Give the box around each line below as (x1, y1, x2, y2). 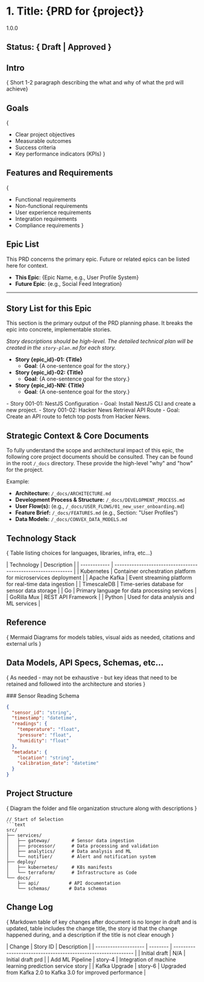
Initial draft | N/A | (141, 949, 186, 956)
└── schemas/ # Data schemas (17, 885, 107, 891)
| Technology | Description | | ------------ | (6, 561, 114, 569)
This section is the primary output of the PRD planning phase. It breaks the (6, 319, 193, 327)
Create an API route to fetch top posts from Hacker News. (6, 413, 151, 420)
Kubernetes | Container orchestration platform (80, 567, 196, 575)
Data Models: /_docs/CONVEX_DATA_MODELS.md (15, 516, 127, 523)
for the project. (6, 466, 44, 474)
